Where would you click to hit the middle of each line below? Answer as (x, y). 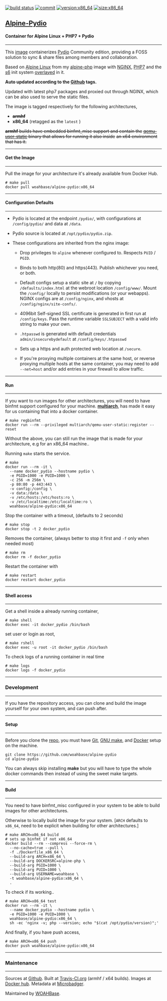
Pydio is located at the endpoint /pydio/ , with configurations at (77, 218)
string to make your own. (45, 324)
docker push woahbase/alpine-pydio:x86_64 (50, 946)
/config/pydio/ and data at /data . (47, 224)
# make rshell (20, 643)
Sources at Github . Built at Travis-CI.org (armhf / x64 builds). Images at (78, 979)
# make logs (17, 666)
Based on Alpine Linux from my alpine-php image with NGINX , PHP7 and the (83, 67)
